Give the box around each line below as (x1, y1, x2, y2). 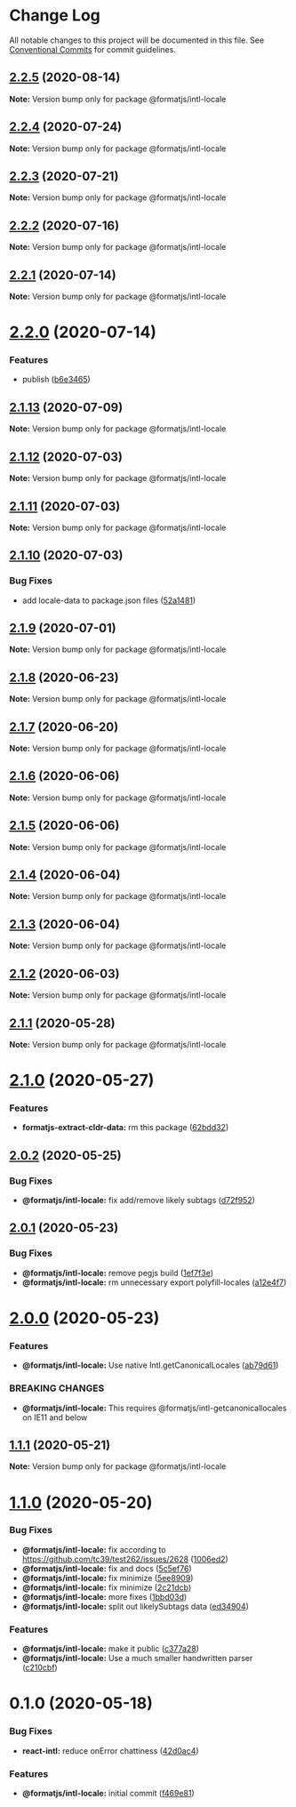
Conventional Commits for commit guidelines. (9, 44, 176, 54)
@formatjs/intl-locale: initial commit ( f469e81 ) (21, 1787, 196, 1798)
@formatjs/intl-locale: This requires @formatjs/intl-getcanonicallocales (21, 1402, 287, 1413)
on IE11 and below (21, 1411, 88, 1423)
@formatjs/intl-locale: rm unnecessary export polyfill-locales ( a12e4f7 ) (21, 1277, 287, 1288)
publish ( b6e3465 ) (21, 374, 91, 385)
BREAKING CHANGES (9, 1382, 105, 1394)
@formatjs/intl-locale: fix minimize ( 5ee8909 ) (21, 1572, 194, 1583)
